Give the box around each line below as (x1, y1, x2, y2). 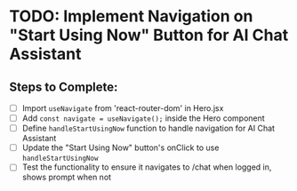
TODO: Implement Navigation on (9, 6, 253, 27)
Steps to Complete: (9, 79, 118, 94)
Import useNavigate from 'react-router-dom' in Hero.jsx (21, 103, 224, 113)
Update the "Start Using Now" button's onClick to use (21, 142, 220, 153)
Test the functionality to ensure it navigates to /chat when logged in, (21, 162, 272, 172)
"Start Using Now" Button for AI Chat (9, 25, 289, 45)
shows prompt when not (21, 171, 112, 183)
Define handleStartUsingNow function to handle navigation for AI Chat (21, 123, 276, 134)
